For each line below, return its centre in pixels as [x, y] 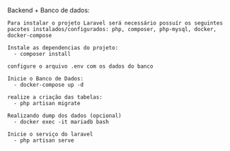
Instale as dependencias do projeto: [63, 48]
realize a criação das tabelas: [55, 97]
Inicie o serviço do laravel [50, 134]
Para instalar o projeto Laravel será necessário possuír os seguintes [115, 23]
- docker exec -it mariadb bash [62, 122]
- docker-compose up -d [48, 85]
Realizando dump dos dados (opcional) [64, 116]
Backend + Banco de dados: [48, 10]
